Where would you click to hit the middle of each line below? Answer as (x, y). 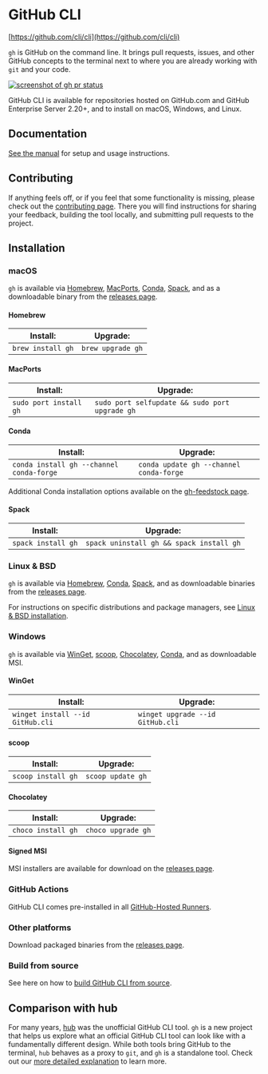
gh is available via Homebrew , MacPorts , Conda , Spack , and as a (114, 288)
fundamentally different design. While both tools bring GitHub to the (120, 1044)
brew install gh (43, 348)
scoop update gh (116, 776)
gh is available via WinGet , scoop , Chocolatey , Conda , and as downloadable (132, 654)
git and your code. (39, 69)
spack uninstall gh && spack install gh (163, 543)
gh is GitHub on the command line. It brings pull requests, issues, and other (132, 52)
